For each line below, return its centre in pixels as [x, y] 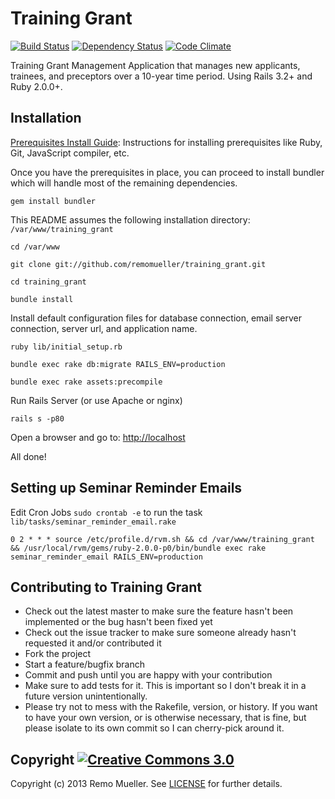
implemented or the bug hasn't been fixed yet [118, 622]
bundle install [42, 299]
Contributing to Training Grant [106, 587]
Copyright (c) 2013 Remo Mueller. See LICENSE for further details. [146, 784]
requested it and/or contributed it [93, 643]
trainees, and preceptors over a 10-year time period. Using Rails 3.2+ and [161, 76]
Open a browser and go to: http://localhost [98, 437]
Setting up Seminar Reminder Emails [126, 488]
